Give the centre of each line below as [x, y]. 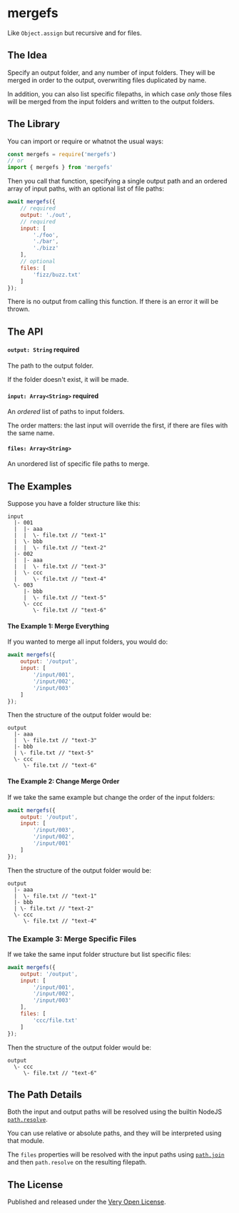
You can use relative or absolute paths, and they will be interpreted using [115, 1133]
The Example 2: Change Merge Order [63, 781]
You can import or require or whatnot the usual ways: [86, 141]
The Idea [27, 55]
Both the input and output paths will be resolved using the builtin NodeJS [115, 1112]
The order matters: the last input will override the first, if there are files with [118, 425]
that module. [26, 1141]
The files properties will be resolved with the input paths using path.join [116, 1154]
